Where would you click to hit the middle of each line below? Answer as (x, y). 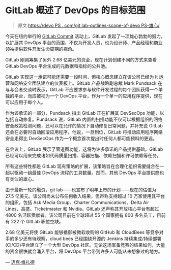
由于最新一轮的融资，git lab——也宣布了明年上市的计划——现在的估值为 (81, 190)
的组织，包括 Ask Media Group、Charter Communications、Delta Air (77, 202)
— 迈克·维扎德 (20, 262)
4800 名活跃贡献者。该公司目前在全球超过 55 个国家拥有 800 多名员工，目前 (85, 215)
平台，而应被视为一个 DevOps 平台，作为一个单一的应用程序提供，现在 (88, 96)
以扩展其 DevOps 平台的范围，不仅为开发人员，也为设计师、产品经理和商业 (84, 42)
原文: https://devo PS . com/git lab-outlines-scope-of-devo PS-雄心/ (89, 25)
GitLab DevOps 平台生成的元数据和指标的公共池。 (58, 66)
